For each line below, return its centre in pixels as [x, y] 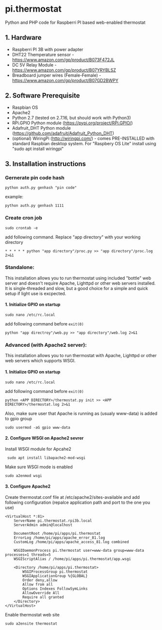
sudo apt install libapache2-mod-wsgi [46, 458]
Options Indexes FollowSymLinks [55, 589]
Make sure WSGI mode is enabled [39, 467]
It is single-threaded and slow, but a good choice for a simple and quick [77, 288]
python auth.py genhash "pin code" [41, 188]
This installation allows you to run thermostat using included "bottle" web [78, 278]
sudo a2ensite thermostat [31, 623]
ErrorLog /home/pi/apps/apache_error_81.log [59, 538]
